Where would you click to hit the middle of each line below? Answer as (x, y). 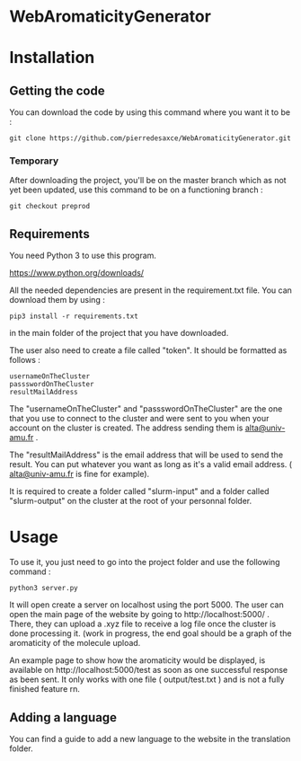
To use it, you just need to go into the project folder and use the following (145, 562)
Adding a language (63, 717)
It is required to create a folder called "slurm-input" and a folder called (139, 491)
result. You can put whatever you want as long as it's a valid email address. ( (151, 465)
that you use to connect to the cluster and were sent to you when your (139, 419)
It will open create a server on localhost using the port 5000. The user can (147, 605)
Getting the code (57, 90)
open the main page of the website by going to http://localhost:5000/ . (139, 615)
